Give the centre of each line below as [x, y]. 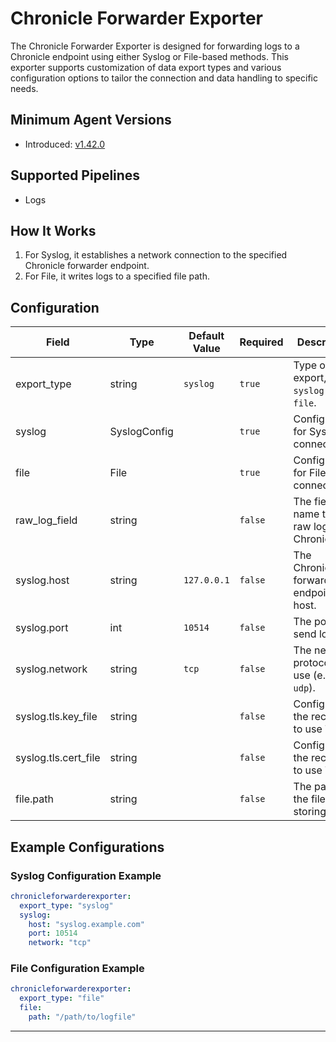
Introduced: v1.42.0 [65, 144]
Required [261, 342]
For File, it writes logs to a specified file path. [117, 276]
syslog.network [51, 669]
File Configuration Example [77, 969]
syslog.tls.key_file [56, 717]
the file [309, 799]
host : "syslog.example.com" [86, 924]
